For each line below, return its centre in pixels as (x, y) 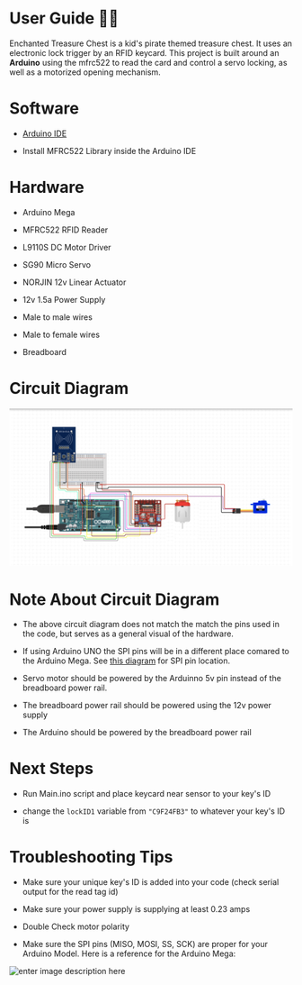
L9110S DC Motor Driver (67, 247)
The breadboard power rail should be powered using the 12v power (147, 706)
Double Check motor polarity (76, 926)
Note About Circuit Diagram (115, 599)
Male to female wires (61, 334)
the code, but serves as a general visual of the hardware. (128, 634)
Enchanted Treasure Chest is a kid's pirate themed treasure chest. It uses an (151, 43)
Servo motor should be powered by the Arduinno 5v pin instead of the (151, 679)
